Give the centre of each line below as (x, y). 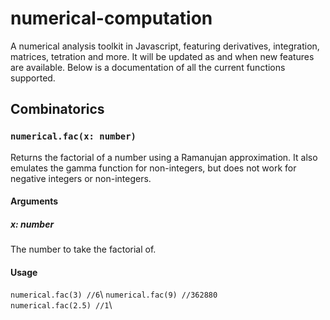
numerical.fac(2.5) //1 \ (61, 305)
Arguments (34, 201)
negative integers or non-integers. (81, 178)
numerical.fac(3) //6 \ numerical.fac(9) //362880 (114, 294)
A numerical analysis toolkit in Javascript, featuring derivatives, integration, (165, 46)
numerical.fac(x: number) (73, 136)
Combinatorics (57, 109)
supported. (33, 78)
